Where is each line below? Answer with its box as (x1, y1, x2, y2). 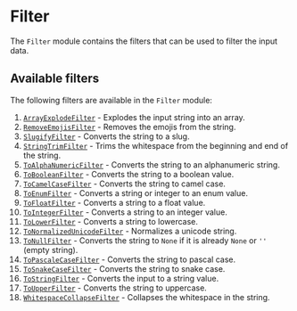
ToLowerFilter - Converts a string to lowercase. (22, 216, 199, 226)
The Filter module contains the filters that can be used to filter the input (10, 36, 278, 46)
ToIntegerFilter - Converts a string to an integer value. (22, 207, 228, 217)
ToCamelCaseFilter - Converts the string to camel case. (22, 178, 227, 189)
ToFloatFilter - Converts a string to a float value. (22, 197, 206, 208)
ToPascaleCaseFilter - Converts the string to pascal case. (22, 254, 236, 265)
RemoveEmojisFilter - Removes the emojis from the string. (22, 121, 236, 132)
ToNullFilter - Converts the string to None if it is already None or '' (22, 234, 268, 246)
